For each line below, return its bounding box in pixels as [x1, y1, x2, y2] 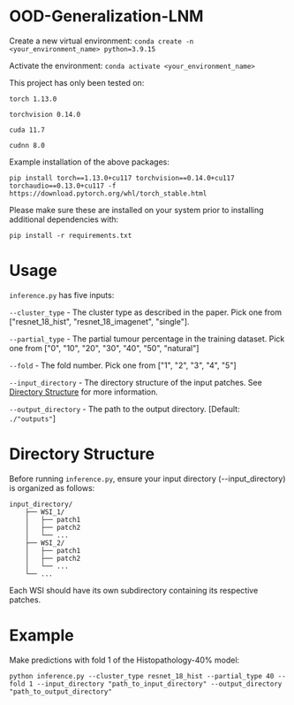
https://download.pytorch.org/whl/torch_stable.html [9, 188, 207, 198]
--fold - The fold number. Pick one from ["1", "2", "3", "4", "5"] [9, 360, 237, 371]
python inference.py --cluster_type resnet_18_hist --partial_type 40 [9, 671, 275, 680]
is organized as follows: [9, 482, 95, 493]
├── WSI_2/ [25, 538, 65, 548]
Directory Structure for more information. [9, 387, 159, 397]
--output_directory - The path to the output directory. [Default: [9, 403, 240, 414]
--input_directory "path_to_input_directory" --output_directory [36, 679, 283, 688]
